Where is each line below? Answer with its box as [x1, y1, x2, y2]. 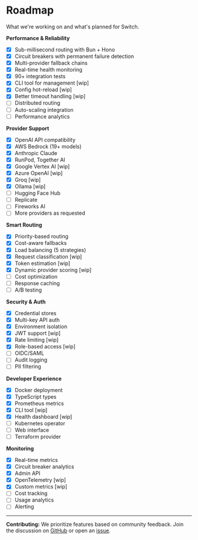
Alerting [14, 503, 34, 510]
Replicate [14, 196, 38, 203]
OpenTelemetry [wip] [14, 477, 66, 484]
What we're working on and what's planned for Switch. [6, 23, 140, 30]
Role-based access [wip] [14, 343, 75, 350]
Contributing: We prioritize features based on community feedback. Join [6, 520, 184, 528]
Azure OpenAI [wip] [14, 169, 63, 176]
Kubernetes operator [14, 419, 65, 426]
